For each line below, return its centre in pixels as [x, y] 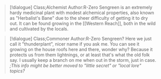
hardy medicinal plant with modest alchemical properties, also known [82, 13]
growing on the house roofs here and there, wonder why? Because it [81, 49]
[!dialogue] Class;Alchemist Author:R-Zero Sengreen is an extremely [81, 7]
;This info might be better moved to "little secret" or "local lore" [75, 66]
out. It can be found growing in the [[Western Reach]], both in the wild [83, 23]
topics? [17, 71]
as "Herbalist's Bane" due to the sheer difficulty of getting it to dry [78, 18]
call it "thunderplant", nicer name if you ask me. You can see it [74, 44]
